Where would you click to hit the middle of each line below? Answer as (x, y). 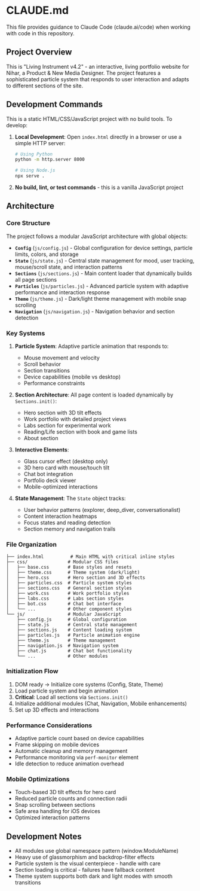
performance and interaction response (62, 292)
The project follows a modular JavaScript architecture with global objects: (97, 236)
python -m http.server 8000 (50, 160)
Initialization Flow (32, 672)
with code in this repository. (40, 33)
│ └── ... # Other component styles (69, 609)
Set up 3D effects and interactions (57, 710)
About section (41, 438)
